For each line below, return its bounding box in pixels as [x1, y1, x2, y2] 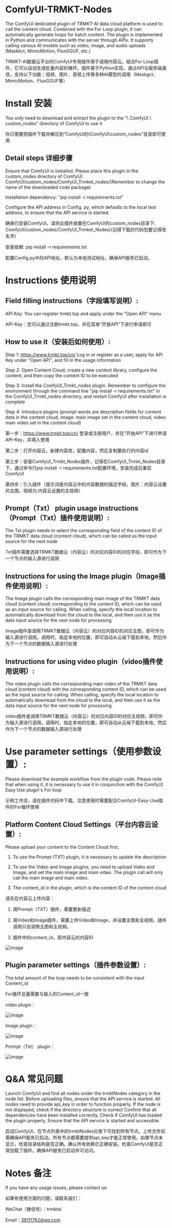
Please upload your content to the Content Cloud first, [5, 844, 119, 850]
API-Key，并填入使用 [5, 436, 50, 442]
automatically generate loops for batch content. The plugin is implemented [5, 31, 163, 37]
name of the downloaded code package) [5, 184, 91, 190]
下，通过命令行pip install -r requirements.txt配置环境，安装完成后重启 [5, 464, 152, 471]
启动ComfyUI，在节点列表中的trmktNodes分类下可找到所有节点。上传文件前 [5, 1128, 165, 1135]
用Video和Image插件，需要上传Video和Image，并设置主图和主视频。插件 [12, 917, 167, 923]
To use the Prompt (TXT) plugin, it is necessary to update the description [12, 853, 167, 860]
